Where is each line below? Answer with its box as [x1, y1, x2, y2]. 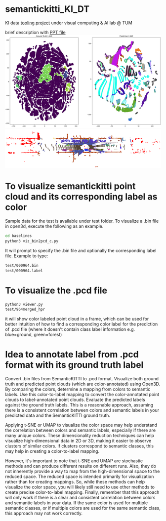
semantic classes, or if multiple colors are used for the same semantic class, [5, 505, 161, 511]
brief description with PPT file [5, 29, 66, 35]
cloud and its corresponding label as [5, 191, 158, 202]
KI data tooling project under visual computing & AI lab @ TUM [5, 20, 132, 26]
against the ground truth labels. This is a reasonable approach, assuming [5, 402, 154, 408]
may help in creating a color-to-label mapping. [5, 448, 100, 454]
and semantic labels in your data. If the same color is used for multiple [5, 500, 148, 506]
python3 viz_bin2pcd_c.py [5, 239, 58, 243]
